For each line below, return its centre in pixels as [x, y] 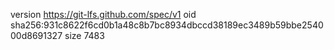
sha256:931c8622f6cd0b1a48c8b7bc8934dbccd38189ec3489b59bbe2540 [167, 25]
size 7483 [84, 35]
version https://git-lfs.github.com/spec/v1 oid [103, 14]
